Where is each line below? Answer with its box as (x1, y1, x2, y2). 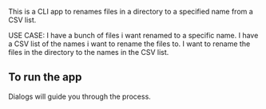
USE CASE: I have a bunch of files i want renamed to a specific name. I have (8, 31, 259, 40)
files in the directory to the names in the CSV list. (8, 48, 169, 56)
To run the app (8, 71, 82, 84)
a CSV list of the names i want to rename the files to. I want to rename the (8, 39, 251, 49)
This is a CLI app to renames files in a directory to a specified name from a (8, 7, 253, 16)
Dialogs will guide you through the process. (8, 91, 152, 101)
